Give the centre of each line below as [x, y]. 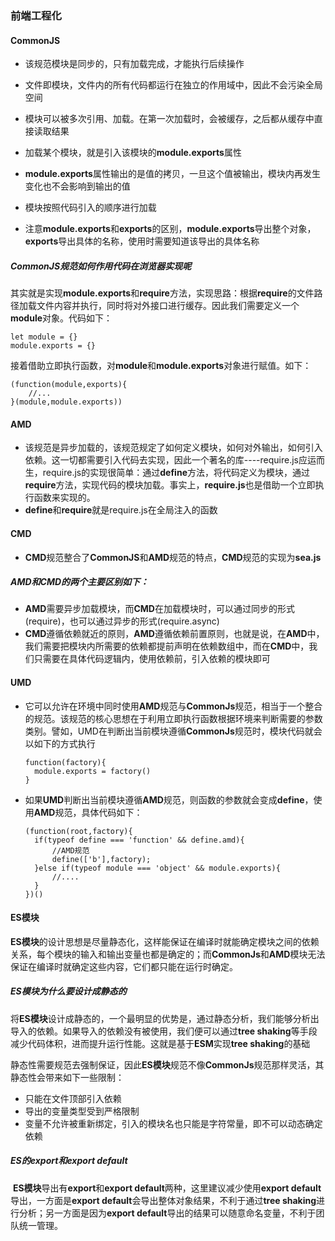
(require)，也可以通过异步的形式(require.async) [122, 621]
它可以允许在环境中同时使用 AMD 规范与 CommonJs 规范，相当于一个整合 [173, 706]
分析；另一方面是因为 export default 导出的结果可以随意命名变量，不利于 [167, 1213]
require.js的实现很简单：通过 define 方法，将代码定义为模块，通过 [176, 473]
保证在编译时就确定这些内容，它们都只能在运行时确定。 [124, 966]
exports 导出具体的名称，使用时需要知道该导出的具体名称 [142, 241]
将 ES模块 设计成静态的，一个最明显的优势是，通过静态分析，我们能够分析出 [165, 1018]
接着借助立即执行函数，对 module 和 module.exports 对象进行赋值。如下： [161, 366]
